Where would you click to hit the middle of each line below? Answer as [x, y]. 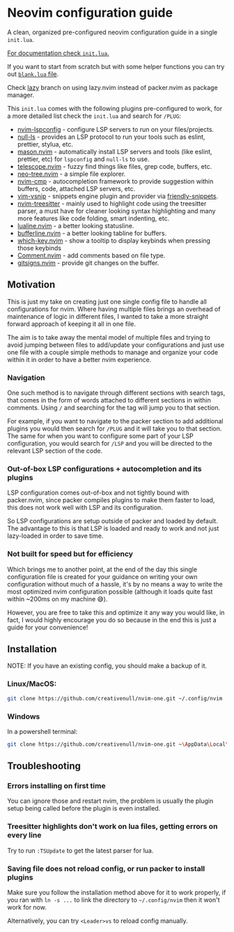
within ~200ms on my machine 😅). [57, 599]
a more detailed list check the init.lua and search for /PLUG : [94, 116]
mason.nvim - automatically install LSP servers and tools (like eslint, [115, 151]
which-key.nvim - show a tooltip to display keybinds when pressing [114, 240]
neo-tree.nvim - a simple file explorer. [71, 174]
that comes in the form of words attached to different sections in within [109, 400]
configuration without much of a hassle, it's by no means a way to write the [115, 584]
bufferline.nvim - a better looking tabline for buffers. [92, 233]
